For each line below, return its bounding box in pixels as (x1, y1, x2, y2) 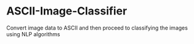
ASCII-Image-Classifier (6, 4, 128, 18)
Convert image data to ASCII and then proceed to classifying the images (6, 24, 188, 31)
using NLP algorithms (6, 30, 60, 37)
